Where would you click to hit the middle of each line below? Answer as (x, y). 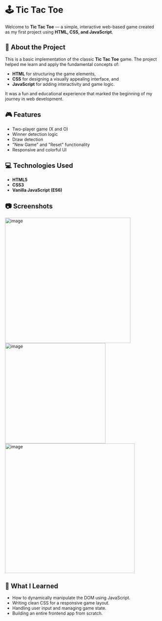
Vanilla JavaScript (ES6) (37, 190)
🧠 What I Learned (32, 586)
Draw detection (28, 139)
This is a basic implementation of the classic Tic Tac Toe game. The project (81, 59)
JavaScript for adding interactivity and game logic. (63, 84)
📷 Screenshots (29, 206)
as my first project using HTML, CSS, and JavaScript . (59, 32)
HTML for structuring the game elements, (54, 74)
